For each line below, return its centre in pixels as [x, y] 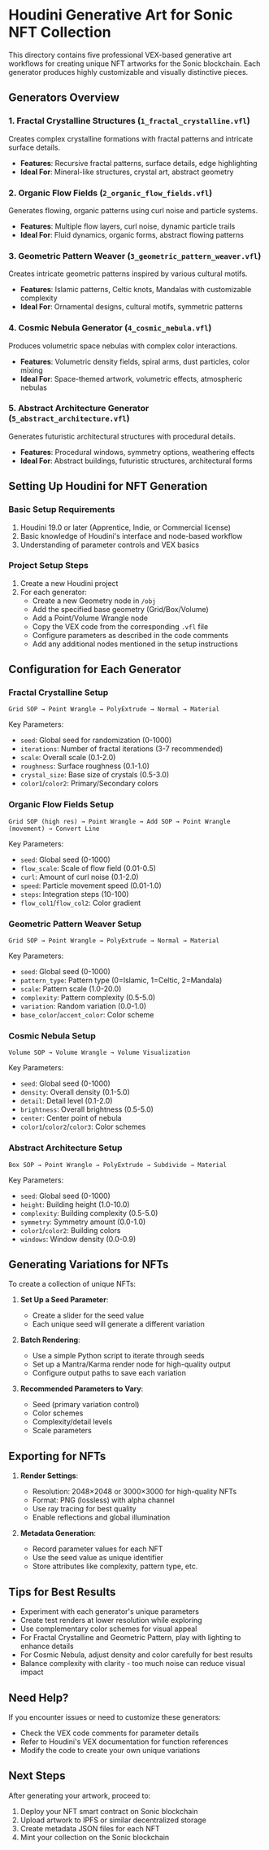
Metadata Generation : [58, 1533]
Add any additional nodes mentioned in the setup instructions [135, 644]
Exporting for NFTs [57, 1456]
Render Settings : [49, 1476]
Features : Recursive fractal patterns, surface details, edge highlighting [139, 163]
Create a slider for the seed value [88, 1315]
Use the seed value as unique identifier [98, 1558]
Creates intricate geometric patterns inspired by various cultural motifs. [128, 273]
